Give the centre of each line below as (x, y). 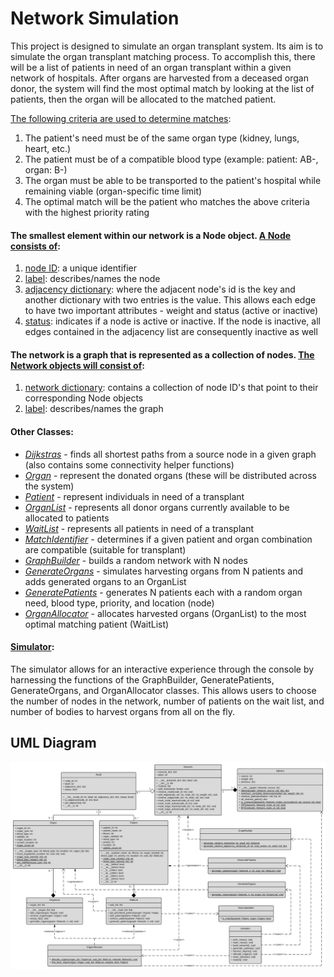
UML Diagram (53, 743)
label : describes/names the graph (94, 409)
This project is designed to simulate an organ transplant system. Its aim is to (167, 46)
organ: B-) (46, 169)
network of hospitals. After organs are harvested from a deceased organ (159, 78)
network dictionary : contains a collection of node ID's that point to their (171, 388)
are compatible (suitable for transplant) (105, 549)
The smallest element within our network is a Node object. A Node (151, 235)
